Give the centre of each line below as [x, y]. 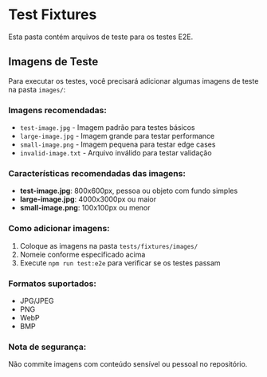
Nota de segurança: [47, 347]
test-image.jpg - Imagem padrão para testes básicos [107, 128]
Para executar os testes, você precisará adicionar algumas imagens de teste [133, 81]
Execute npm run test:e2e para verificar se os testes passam [120, 263]
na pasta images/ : [37, 89]
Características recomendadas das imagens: [97, 173]
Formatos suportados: [53, 283]
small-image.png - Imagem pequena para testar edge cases [118, 144]
